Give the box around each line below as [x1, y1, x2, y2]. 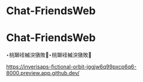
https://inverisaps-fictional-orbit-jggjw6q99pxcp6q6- [6, 63, 137, 70]
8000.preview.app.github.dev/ [6, 70, 80, 77]
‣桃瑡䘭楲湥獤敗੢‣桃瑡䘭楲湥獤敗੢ [6, 51, 92, 58]
